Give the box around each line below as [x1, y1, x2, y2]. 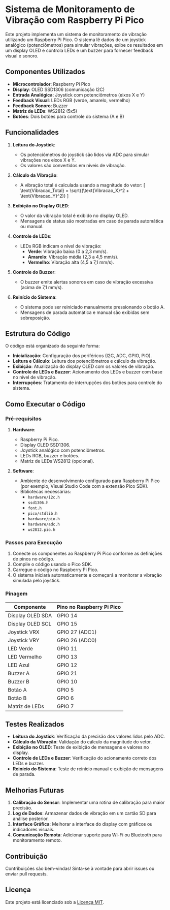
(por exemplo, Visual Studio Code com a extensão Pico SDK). [20, 483, 149, 489]
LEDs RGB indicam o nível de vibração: [20, 243, 101, 249]
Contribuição [5, 852, 48, 861]
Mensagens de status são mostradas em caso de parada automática [20, 217, 164, 224]
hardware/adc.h [27, 522, 60, 527]
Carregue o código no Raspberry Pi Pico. [12, 567, 99, 573]
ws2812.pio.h [27, 527, 56, 532]
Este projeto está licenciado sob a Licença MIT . [5, 899, 104, 905]
